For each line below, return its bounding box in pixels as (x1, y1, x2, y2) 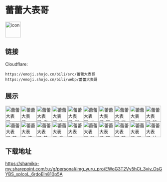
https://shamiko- (5, 160, 39, 166)
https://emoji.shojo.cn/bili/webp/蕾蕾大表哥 (5, 77, 98, 82)
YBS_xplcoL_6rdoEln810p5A (5, 171, 63, 177)
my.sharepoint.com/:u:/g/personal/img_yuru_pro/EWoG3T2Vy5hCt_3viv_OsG (5, 166, 163, 172)
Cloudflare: (5, 61, 28, 67)
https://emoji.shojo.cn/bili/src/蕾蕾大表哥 (5, 71, 96, 76)
